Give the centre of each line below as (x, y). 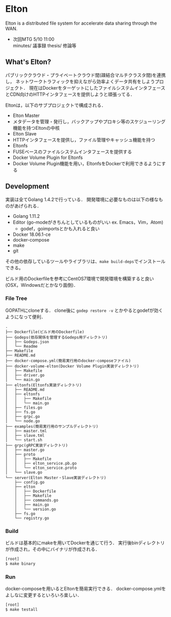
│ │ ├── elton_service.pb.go (41, 463)
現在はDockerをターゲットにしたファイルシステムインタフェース (97, 88)
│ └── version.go (35, 509)
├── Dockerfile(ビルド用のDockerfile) (45, 332)
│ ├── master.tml (26, 431)
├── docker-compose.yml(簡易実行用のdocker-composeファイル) (68, 361)
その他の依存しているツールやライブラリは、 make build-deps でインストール (85, 261)
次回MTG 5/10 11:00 (34, 39)
